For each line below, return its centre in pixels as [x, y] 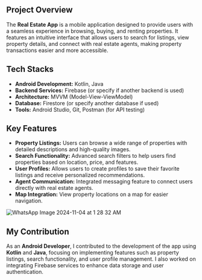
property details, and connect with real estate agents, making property [94, 44]
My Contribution [38, 231]
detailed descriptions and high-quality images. [73, 149]
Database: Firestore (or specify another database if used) [87, 103]
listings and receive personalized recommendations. [80, 175]
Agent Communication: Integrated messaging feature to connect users [104, 181]
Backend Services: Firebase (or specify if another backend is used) [99, 90]
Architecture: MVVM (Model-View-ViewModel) [74, 97]
